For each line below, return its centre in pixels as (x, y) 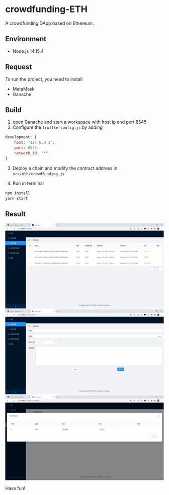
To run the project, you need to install (44, 79)
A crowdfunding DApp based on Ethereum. (50, 23)
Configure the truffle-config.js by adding (58, 127)
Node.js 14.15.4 (28, 51)
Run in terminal (28, 183)
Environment (26, 39)
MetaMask (23, 89)
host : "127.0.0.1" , (35, 143)
